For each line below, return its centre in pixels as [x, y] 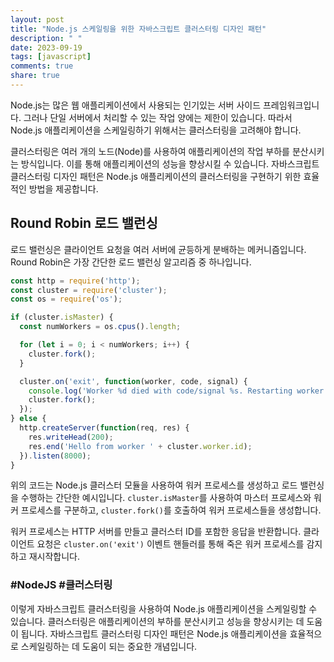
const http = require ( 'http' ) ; [75, 281]
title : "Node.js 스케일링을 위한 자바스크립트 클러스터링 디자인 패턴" [138, 29]
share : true [35, 76]
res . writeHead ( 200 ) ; [71, 437]
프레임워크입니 [291, 105]
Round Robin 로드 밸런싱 [84, 223]
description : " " [46, 38]
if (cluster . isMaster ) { [62, 317]
